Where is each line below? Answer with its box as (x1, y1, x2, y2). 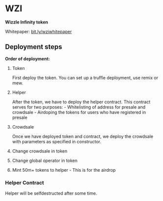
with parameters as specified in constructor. (12, 138, 101, 144)
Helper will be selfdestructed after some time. (5, 190, 97, 196)
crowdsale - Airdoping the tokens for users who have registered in (12, 109, 146, 115)
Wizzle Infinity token (5, 19, 48, 25)
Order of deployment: (5, 56, 50, 62)
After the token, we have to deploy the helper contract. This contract (12, 99, 151, 105)
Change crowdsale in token (12, 148, 68, 154)
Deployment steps (5, 43, 62, 51)
